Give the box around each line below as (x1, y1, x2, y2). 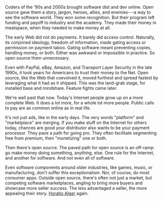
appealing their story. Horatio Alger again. (5, 190, 89, 196)
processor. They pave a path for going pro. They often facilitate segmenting (5, 130, 157, 136)
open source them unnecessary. (5, 55, 70, 60)
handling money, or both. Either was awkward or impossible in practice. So (5, 50, 155, 56)
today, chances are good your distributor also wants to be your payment (5, 125, 150, 131)
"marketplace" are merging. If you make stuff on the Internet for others (5, 120, 147, 125)
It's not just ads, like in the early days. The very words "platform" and (5, 115, 144, 120)
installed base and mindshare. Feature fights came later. (5, 85, 118, 91)
